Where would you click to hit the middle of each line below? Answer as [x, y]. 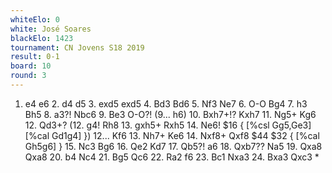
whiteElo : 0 [35, 19]
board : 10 [31, 66]
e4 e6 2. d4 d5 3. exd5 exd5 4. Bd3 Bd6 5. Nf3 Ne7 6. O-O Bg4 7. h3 [166, 103]
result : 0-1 [35, 57]
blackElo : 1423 [42, 38]
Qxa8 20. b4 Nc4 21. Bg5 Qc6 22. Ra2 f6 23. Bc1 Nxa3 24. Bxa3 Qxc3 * [172, 157]
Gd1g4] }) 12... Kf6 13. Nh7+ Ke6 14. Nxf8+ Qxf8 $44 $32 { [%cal [185, 135]
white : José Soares [51, 29]
